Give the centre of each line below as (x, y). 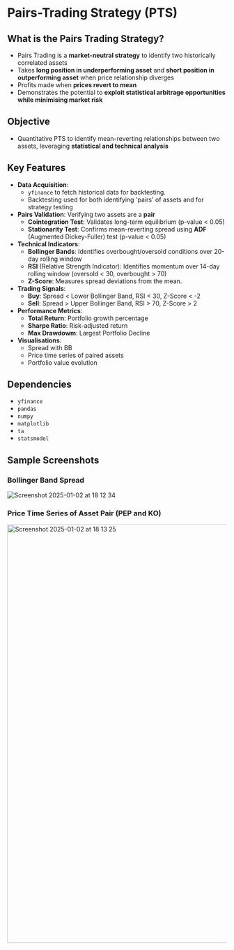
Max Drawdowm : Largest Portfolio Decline (89, 333)
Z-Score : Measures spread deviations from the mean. (105, 281)
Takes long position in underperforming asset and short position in (116, 70)
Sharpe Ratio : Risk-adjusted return (78, 325)
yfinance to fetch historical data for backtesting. (96, 192)
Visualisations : (39, 340)
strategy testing (50, 206)
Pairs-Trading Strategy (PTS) (92, 13)
